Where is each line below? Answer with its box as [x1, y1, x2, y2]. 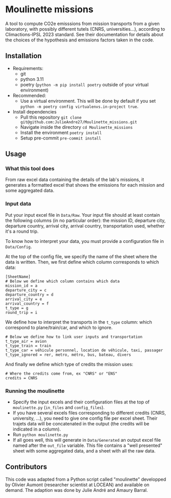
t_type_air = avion [5, 338, 47, 344]
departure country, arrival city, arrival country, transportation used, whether [5, 222, 165, 229]
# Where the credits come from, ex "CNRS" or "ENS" [5, 371, 117, 376]
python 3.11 [20, 76, 44, 82]
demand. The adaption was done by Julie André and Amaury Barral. [5, 487, 148, 493]
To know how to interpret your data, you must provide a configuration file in [5, 238, 164, 244]
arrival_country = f [5, 301, 50, 306]
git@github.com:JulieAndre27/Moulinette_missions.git [20, 119, 137, 125]
